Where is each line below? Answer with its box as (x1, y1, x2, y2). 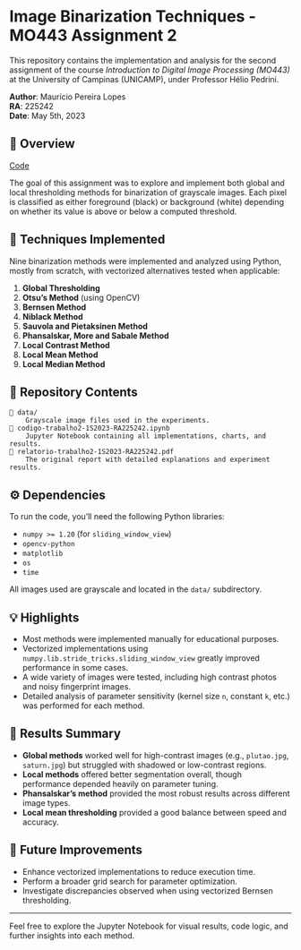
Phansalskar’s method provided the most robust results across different (21, 788, 290, 799)
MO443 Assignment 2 (9, 25, 177, 46)
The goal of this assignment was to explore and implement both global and (9, 177, 285, 188)
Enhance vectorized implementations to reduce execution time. (21, 866, 256, 877)
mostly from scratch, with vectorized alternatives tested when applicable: (9, 265, 280, 276)
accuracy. (21, 817, 60, 827)
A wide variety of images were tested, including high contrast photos (21, 672, 278, 682)
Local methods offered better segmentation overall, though (21, 768, 242, 780)
